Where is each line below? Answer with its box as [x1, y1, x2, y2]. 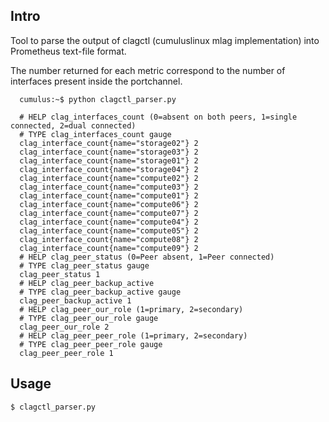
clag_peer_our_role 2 [19, 322, 110, 332]
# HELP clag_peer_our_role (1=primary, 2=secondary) [19, 304, 244, 314]
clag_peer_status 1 [19, 269, 101, 279]
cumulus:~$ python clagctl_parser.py [19, 94, 177, 104]
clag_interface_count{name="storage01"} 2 [19, 155, 199, 166]
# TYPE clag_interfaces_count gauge [19, 129, 172, 139]
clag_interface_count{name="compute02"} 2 [19, 173, 199, 183]
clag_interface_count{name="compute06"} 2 [19, 199, 199, 209]
